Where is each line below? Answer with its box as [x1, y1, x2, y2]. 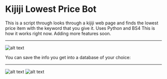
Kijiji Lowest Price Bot [5, 3, 97, 15]
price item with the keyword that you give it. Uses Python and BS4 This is [5, 25, 155, 31]
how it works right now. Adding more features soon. [5, 30, 111, 36]
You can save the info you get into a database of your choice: [5, 54, 131, 60]
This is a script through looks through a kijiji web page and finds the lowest [5, 20, 159, 26]
